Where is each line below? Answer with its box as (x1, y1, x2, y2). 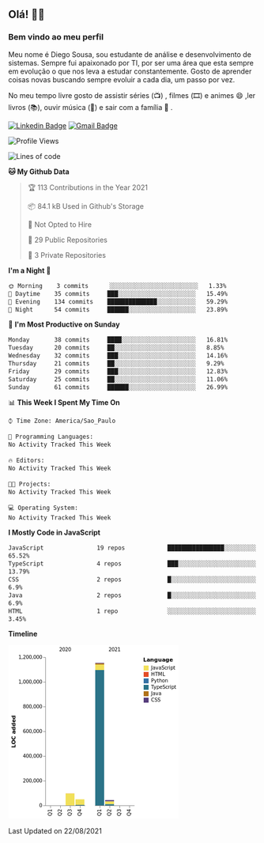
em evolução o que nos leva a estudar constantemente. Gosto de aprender (8, 66, 252, 76)
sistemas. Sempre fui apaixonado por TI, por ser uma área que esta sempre (8, 58, 255, 67)
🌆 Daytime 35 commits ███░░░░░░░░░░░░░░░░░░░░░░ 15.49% (8, 289, 228, 297)
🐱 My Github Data (8, 167, 70, 176)
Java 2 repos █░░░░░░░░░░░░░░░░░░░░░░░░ (8, 591, 257, 599)
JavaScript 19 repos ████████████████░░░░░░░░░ (8, 543, 257, 552)
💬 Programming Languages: (8, 433, 93, 440)
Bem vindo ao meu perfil (8, 32, 104, 43)
